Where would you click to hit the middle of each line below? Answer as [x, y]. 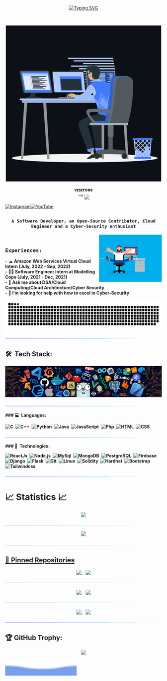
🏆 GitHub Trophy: [34, 638]
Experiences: [24, 250]
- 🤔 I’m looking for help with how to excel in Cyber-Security [67, 293]
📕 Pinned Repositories [40, 560]
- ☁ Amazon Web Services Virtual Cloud [48, 261]
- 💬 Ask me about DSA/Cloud [36, 282]
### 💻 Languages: [26, 415]
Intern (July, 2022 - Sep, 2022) [38, 266]
